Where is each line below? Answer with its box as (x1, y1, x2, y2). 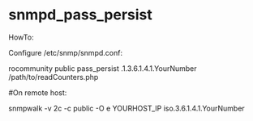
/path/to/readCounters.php (8, 72, 99, 81)
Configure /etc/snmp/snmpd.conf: (8, 48, 123, 57)
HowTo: (8, 32, 34, 42)
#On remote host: (8, 87, 67, 98)
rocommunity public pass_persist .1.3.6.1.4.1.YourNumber (8, 63, 197, 73)
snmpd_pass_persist (8, 6, 152, 24)
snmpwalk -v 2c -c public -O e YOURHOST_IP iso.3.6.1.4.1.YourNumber (8, 103, 245, 113)
